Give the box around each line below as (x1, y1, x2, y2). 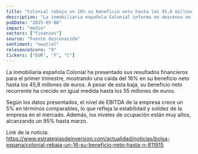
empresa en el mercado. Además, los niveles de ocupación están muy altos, (6, 111, 192, 118)
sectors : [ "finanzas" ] (6, 31, 62, 36)
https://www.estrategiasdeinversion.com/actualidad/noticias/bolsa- (6, 135, 170, 142)
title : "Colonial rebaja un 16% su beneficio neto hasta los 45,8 (6, 8, 173, 15)
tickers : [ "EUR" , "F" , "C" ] (6, 52, 75, 58)
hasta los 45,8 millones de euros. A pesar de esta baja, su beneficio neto (6, 81, 183, 88)
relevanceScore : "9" (6, 47, 57, 53)
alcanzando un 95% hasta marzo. (6, 117, 88, 124)
